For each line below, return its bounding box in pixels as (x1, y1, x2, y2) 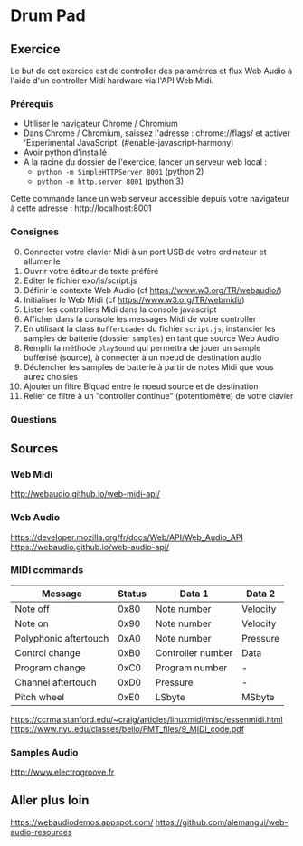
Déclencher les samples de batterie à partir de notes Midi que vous (23, 361, 274, 372)
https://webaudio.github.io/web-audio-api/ (10, 541, 170, 552)
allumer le (23, 255, 61, 267)
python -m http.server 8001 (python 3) (36, 176, 185, 186)
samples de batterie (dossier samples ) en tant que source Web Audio (23, 332, 279, 344)
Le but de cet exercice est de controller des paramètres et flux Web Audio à (10, 65, 293, 76)
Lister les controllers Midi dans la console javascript (23, 304, 217, 315)
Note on (14, 617, 49, 630)
